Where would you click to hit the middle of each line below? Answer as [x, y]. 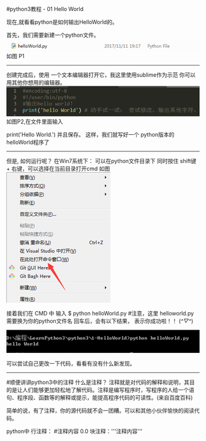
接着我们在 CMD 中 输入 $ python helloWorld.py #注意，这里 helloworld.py [100, 314]
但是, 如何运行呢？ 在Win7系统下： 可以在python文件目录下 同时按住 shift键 [101, 161]
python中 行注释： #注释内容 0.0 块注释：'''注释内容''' [74, 431]
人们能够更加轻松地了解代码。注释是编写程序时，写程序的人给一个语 [108, 390]
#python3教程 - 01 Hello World [45, 9]
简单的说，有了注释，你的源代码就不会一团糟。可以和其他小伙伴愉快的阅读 [100, 410]
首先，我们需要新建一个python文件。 [53, 35]
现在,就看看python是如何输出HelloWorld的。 [62, 22]
